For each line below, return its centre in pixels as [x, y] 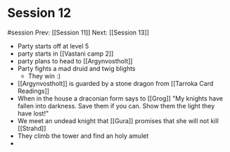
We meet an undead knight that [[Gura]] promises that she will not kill [118, 120]
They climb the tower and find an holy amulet [83, 136]
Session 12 [39, 13]
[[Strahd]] [32, 128]
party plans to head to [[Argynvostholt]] [75, 61]
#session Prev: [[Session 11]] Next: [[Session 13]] [78, 32]
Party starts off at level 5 [53, 46]
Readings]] [33, 91]
